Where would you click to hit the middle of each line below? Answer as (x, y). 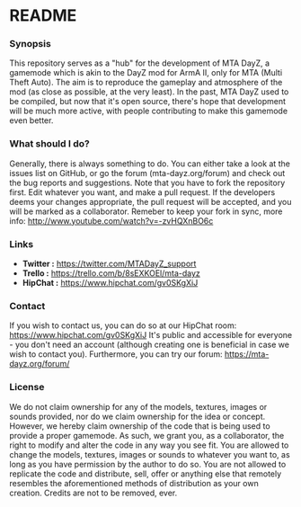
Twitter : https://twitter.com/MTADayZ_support (109, 264)
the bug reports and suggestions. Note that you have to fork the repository (147, 182)
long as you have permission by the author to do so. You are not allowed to (148, 464)
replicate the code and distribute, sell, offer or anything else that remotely (146, 474)
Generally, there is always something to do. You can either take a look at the (150, 164)
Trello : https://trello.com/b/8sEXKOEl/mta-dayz (111, 273)
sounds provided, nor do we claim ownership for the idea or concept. (137, 416)
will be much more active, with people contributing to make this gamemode (149, 111)
